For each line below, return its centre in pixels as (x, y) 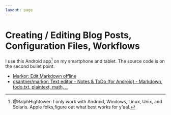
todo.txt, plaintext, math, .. (40, 87)
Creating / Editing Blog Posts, (68, 35)
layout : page (19, 10)
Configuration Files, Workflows (73, 46)
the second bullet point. (30, 66)
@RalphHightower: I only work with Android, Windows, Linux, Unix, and (87, 102)
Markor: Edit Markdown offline (44, 76)
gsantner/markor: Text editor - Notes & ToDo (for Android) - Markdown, (88, 81)
